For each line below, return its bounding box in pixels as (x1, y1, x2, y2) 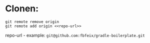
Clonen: (5, 3, 39, 14)
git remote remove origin (5, 19, 59, 24)
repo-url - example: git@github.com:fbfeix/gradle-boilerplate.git (5, 32, 145, 38)
